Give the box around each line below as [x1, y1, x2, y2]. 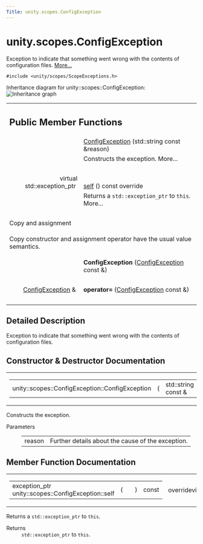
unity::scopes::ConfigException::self [12, 489, 115, 497]
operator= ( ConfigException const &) [83, 286, 189, 294]
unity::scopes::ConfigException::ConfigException [12, 384, 152, 392]
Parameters [6, 423, 35, 430]
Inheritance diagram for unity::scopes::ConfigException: [6, 84, 146, 91]
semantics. [9, 243, 40, 251]
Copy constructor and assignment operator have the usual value [9, 235, 192, 243]
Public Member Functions [9, 116, 123, 128]
